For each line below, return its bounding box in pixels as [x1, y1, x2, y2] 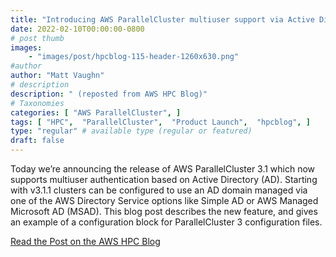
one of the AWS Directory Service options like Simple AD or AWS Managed [10, 195, 319, 206]
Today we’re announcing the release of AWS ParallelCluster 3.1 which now [10, 163, 316, 175]
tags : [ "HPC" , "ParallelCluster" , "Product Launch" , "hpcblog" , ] [10, 117, 311, 127]
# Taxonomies [10, 98, 65, 108]
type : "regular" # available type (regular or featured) [10, 126, 253, 136]
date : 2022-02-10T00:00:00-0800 [10, 24, 145, 34]
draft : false [10, 136, 65, 146]
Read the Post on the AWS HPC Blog [10, 236, 161, 247]
